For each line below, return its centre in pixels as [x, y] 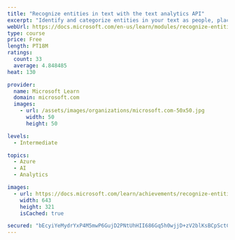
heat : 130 [22, 72]
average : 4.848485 [41, 66]
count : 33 [28, 59]
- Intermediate [36, 143]
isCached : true [42, 213]
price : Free [24, 40]
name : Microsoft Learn [47, 91]
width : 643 [36, 200]
